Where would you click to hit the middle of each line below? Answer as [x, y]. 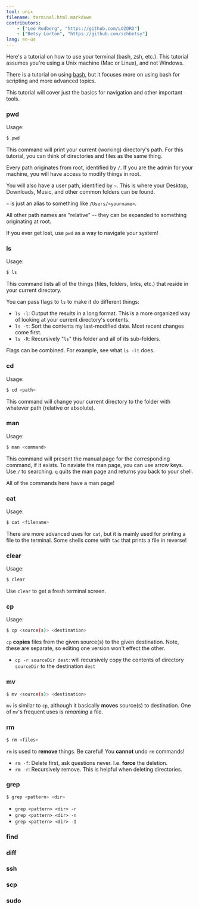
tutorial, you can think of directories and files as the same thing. [84, 156]
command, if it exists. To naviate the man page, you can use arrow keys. [95, 465]
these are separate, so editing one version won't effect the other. [86, 648]
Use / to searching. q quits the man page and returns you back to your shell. [100, 471]
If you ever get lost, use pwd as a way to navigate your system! [83, 233]
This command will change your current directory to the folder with [88, 401]
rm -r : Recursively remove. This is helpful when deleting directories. [99, 769]
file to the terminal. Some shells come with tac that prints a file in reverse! [97, 540]
